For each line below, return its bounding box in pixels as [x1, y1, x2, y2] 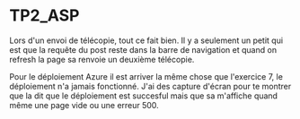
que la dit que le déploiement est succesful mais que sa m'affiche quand [9, 90, 278, 101]
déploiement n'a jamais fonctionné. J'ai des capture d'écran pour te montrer [9, 81, 292, 91]
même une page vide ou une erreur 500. [9, 99, 159, 110]
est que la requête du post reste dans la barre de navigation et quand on [9, 44, 277, 55]
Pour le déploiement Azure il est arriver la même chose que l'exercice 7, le [9, 71, 283, 81]
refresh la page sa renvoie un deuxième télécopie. [9, 54, 195, 64]
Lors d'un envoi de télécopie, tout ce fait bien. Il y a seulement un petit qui [9, 35, 284, 46]
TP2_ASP [9, 5, 80, 26]
